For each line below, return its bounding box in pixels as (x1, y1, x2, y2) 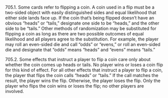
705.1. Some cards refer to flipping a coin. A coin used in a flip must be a (5, 4, 154, 10)
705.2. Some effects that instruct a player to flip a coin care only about (5, 56, 151, 62)
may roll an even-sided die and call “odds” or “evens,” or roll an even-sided (5, 41, 160, 47)
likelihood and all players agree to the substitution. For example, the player (5, 36, 159, 42)
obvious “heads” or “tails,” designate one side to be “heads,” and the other (5, 20, 159, 26)
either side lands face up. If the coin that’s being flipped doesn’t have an (5, 15, 154, 20)
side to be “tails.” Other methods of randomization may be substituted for (5, 25, 156, 31)
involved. (5, 88, 24, 94)
